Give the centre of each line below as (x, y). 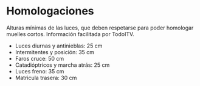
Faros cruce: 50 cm (40, 58)
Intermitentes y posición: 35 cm (55, 52)
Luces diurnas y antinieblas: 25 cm (59, 46)
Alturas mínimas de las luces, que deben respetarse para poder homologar (100, 28)
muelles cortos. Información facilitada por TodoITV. (71, 34)
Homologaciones (50, 11)
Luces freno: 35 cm (40, 71)
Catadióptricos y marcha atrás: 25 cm (62, 65)
